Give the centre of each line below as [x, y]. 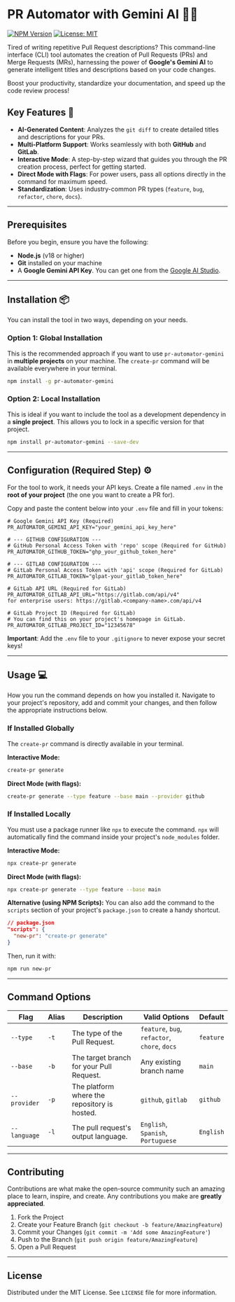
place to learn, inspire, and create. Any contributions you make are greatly [115, 1196]
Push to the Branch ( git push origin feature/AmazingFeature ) [107, 1240]
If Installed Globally [41, 729]
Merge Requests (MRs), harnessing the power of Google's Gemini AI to [110, 62]
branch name [162, 1070]
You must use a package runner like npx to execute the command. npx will [113, 829]
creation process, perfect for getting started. [82, 167]
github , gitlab [164, 1100]
